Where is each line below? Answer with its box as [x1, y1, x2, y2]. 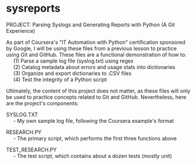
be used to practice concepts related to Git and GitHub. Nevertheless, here [6, 93, 187, 101]
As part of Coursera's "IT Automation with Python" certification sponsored [6, 39, 185, 46]
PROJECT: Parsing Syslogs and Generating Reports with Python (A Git [6, 21, 176, 28]
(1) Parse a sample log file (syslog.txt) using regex [13, 57, 134, 64]
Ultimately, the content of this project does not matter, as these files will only [6, 87, 191, 94]
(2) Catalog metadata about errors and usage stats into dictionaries [13, 63, 176, 70]
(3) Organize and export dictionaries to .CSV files [13, 70, 132, 77]
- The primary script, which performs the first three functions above [13, 135, 177, 142]
